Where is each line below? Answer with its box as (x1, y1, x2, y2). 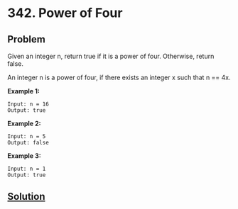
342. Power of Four (7, 5, 123, 21)
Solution (7, 191, 45, 203)
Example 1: (7, 87, 40, 95)
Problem (7, 33, 46, 45)
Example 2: (7, 119, 41, 128)
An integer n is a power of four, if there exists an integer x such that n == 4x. (7, 73, 231, 81)
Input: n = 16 (7, 101, 50, 108)
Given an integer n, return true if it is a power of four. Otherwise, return (7, 52, 215, 60)
